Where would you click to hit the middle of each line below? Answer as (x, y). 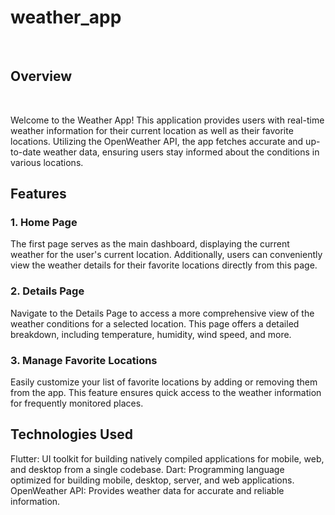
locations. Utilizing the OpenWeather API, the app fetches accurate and (157, 141)
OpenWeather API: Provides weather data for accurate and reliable (147, 490)
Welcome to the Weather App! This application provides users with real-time (167, 120)
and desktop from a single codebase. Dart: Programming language (147, 469)
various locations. (47, 162)
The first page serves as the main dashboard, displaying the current (150, 244)
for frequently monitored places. (77, 403)
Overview (41, 76)
